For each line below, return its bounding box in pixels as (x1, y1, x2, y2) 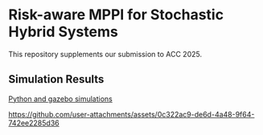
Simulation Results (8, 72, 105, 86)
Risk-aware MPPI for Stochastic (8, 6, 224, 24)
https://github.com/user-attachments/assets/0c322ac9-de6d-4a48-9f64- (8, 109, 255, 119)
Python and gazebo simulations (8, 94, 113, 104)
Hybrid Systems (8, 22, 118, 41)
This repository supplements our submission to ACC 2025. (8, 49, 203, 59)
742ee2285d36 (8, 118, 60, 128)
